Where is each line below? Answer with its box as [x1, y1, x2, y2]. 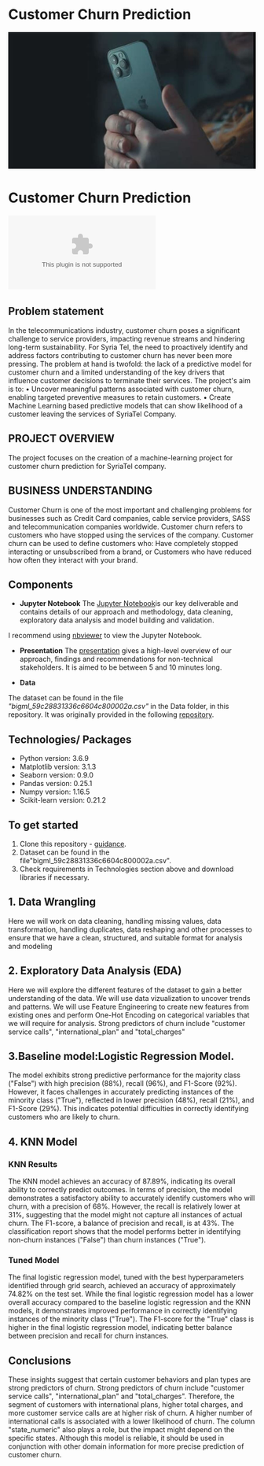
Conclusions [8, 1353, 71, 1367]
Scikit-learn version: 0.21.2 [19, 796, 106, 805]
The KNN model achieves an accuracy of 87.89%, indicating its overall [8, 1176, 236, 1186]
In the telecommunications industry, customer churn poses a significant [8, 325, 240, 335]
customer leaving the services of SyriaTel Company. [8, 409, 177, 419]
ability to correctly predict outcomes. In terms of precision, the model [8, 1185, 233, 1195]
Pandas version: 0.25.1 [19, 779, 93, 788]
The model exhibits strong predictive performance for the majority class [8, 1070, 241, 1080]
